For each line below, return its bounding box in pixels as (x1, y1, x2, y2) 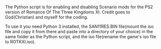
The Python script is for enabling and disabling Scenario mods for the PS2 (5, 4, 153, 10)
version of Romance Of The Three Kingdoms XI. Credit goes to (5, 9, 130, 15)
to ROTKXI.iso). (5, 39, 36, 45)
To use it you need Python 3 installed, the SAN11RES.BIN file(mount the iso (5, 24, 154, 29)
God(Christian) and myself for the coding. (5, 14, 88, 20)
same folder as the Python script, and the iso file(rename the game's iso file (5, 34, 157, 39)
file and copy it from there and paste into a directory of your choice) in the (5, 29, 153, 34)
